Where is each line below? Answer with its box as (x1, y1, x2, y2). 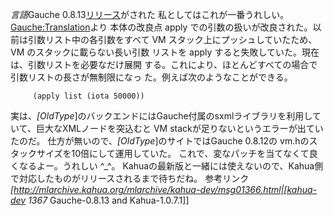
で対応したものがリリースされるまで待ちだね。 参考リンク (10, 173, 250, 184)
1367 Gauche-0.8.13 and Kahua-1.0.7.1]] (28, 194, 190, 206)
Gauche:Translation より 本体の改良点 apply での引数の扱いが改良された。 (10, 21, 313, 33)
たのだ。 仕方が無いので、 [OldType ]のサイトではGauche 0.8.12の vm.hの (10, 135, 310, 147)
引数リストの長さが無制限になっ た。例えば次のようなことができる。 (10, 71, 293, 83)
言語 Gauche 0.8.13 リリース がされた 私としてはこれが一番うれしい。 (10, 9, 290, 20)
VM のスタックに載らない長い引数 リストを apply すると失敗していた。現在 (10, 46, 320, 58)
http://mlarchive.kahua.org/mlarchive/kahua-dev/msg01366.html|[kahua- (13, 184, 318, 195)
